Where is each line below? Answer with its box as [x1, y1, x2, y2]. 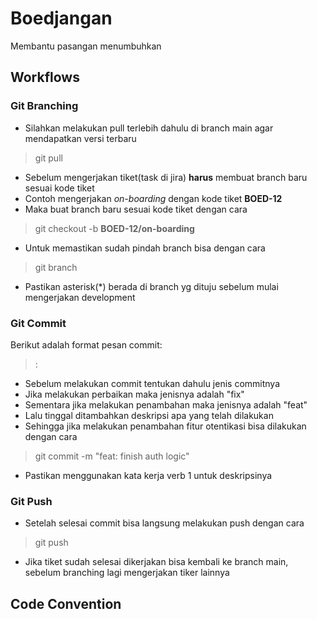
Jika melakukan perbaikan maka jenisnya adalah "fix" [24, 388, 245, 400]
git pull [34, 152, 63, 164]
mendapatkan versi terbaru [24, 132, 137, 144]
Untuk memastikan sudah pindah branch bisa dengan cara [24, 242, 266, 254]
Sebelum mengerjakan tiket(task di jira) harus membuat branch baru [24, 171, 308, 183]
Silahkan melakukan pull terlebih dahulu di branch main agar [24, 122, 274, 134]
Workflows [10, 69, 80, 86]
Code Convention [10, 595, 122, 612]
